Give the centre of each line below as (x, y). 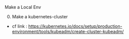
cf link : (19, 26)
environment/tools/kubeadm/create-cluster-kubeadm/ (68, 31)
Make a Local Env (23, 7)
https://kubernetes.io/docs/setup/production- (75, 26)
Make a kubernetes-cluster (40, 17)
